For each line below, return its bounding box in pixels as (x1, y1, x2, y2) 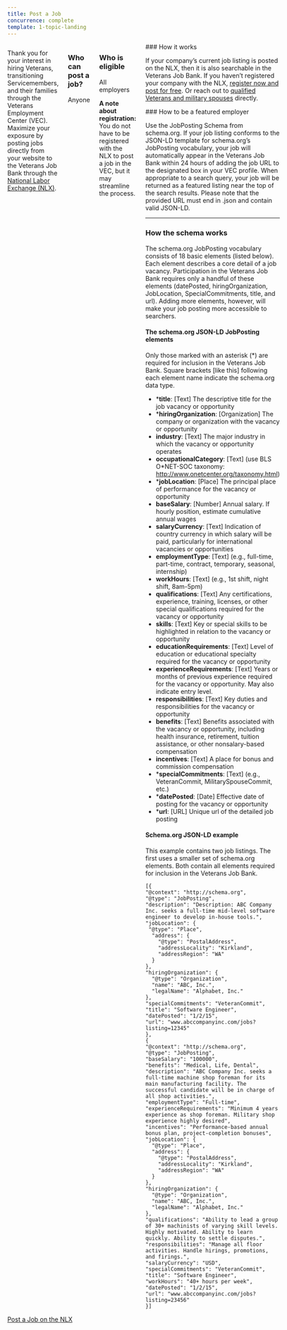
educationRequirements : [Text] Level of (155, 642, 274, 650)
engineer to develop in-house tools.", (145, 913, 263, 921)
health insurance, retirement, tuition (155, 732, 259, 741)
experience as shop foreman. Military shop (145, 1111, 275, 1119)
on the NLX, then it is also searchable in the (145, 64, 271, 73)
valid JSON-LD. (145, 204, 190, 212)
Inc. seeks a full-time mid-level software (145, 908, 275, 915)
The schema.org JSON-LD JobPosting (145, 328, 259, 336)
